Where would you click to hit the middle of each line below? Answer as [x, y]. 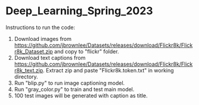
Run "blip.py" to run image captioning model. [69, 83]
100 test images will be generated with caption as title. [81, 96]
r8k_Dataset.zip [33, 51]
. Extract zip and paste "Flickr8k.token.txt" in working [108, 70]
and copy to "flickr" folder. [87, 51]
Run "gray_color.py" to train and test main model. [74, 89]
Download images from [43, 39]
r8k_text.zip [29, 70]
